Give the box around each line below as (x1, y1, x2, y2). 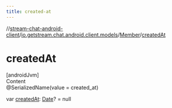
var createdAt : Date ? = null (6, 95, 72, 102)
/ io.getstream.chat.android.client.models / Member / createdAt (19, 31, 166, 38)
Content (6, 77, 26, 84)
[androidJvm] (6, 71, 40, 78)
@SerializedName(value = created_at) (6, 84, 99, 91)
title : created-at (6, 8, 51, 15)
